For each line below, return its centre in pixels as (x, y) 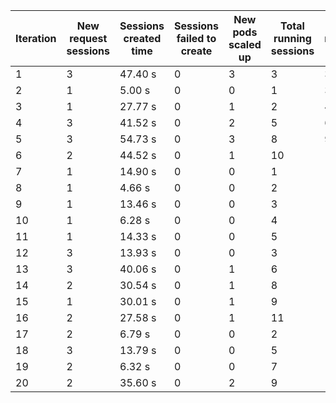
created (142, 38)
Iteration (36, 38)
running (292, 38)
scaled (245, 44)
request (88, 38)
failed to (196, 38)
